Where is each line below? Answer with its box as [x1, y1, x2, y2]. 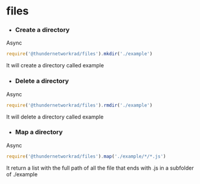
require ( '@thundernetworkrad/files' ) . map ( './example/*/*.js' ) [6, 153, 166, 159]
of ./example [6, 170, 38, 178]
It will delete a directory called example [6, 113, 104, 120]
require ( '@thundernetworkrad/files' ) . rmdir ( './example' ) [6, 102, 153, 108]
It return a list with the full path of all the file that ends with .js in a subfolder [6, 164, 195, 171]
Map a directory [15, 128, 63, 136]
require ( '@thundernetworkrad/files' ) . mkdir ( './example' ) [6, 51, 153, 57]
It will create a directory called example [6, 62, 105, 69]
